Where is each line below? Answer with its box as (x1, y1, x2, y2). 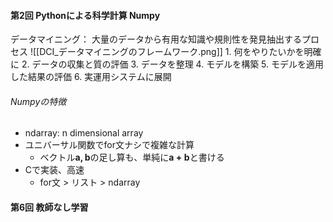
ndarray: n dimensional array (24, 127, 144, 139)
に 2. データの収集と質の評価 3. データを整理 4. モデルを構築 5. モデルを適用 (10, 58, 325, 70)
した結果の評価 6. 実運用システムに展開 (10, 71, 172, 83)
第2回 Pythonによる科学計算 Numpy (10, 9, 161, 21)
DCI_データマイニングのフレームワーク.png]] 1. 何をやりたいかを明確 (39, 46, 322, 58)
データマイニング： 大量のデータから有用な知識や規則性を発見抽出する (10, 33, 302, 45)
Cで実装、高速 (24, 164, 85, 176)
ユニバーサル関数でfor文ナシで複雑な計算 (24, 139, 195, 151)
